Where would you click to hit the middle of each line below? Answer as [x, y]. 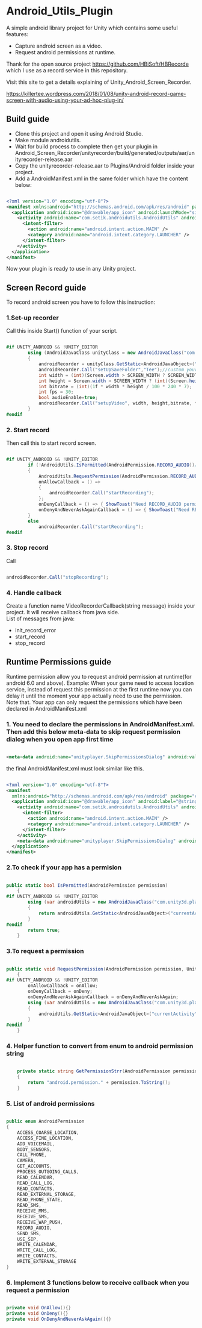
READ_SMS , [29, 1206]
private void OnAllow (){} [38, 1308]
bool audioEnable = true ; [68, 398]
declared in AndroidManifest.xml [47, 708]
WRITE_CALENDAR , [38, 1245]
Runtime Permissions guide [59, 662]
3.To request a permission [45, 951]
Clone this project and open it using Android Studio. [79, 133]
